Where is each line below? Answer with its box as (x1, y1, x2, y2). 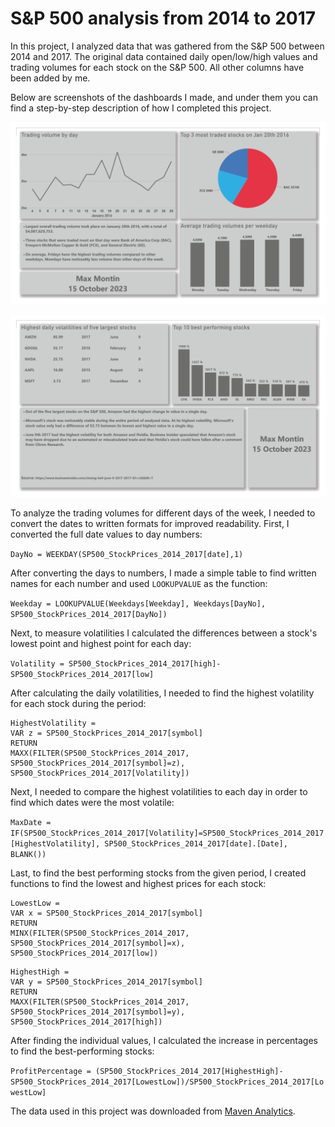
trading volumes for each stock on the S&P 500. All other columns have (10, 61, 305, 73)
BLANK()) (10, 849, 47, 859)
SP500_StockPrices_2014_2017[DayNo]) (10, 609, 168, 619)
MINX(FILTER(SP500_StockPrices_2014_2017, (10, 928, 190, 938)
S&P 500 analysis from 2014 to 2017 (10, 7, 317, 30)
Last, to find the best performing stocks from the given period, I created (10, 867, 307, 879)
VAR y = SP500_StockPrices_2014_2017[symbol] (10, 977, 203, 987)
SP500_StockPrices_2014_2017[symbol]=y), (10, 1007, 186, 1017)
